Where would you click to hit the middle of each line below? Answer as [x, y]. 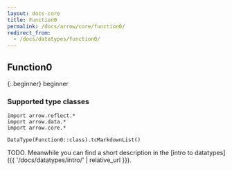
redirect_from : [29, 33]
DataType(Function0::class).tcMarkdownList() [74, 140]
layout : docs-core [34, 13]
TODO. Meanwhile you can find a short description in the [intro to [100, 153]
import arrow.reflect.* [42, 116]
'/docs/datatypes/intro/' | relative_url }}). [74, 160]
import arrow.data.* [37, 122]
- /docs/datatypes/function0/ [57, 39]
